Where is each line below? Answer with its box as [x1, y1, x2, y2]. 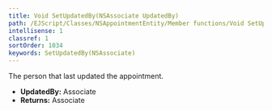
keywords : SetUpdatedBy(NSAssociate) [8, 49, 136, 57]
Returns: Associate [19, 96, 85, 105]
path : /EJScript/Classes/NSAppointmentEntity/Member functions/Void [8, 19, 244, 27]
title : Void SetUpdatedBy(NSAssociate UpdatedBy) [8, 11, 180, 20]
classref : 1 [8, 34, 49, 43]
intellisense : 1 [8, 27, 63, 35]
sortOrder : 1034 [8, 42, 63, 50]
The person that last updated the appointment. [8, 72, 164, 80]
